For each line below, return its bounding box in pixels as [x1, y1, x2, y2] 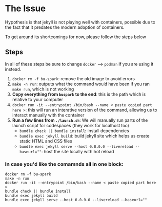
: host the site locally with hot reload [41, 148, 114, 154]
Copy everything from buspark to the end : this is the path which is [12, 91, 146, 97]
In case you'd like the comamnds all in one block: [5, 161, 123, 167]
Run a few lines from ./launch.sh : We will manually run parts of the [12, 117, 148, 123]
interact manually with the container [12, 112, 84, 118]
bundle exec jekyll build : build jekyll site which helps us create [19, 133, 150, 138]
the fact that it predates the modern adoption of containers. [5, 24, 124, 30]
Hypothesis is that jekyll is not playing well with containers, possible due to [5, 19, 156, 25]
